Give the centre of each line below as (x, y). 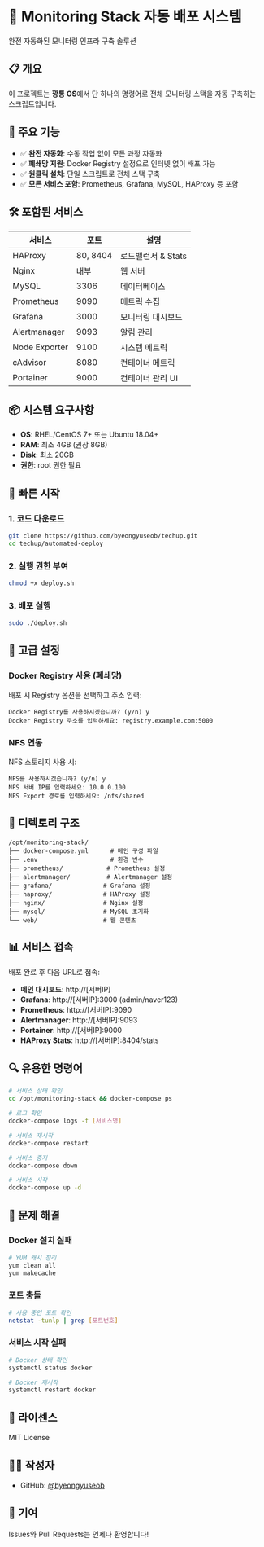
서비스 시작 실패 (37, 1343)
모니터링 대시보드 (151, 317)
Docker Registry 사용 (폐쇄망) (65, 675)
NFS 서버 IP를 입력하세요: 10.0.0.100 (67, 787)
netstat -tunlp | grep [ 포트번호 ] (63, 1321)
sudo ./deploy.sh (38, 623)
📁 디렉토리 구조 (44, 823)
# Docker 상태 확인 (38, 1360)
